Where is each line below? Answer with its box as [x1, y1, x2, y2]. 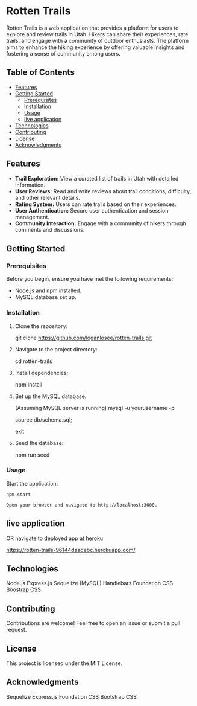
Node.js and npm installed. [14, 287, 82, 294]
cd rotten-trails [14, 358, 52, 365]
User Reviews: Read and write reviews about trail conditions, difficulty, [14, 187, 192, 194]
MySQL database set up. [14, 294, 77, 301]
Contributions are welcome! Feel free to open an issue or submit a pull [6, 620, 181, 627]
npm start [6, 491, 31, 498]
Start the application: [6, 480, 58, 487]
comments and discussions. [14, 226, 85, 233]
